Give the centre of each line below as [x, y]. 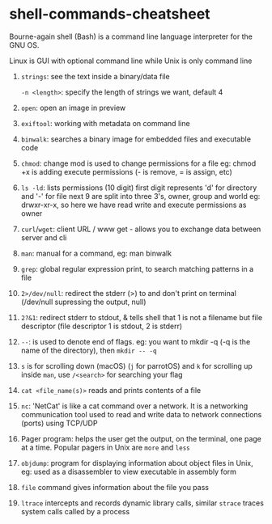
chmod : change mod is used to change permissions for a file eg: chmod [138, 163]
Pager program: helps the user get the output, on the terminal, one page [141, 438]
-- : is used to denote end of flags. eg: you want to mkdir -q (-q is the [136, 341]
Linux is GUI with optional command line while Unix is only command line [131, 61]
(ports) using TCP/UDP [59, 423]
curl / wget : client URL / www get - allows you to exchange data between [141, 229]
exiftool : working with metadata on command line [105, 123]
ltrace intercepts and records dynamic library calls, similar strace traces [142, 503]
